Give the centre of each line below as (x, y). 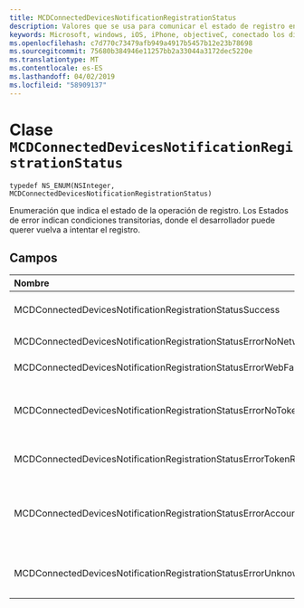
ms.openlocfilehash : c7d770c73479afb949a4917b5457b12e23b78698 (131, 43)
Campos (33, 257)
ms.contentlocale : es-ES (56, 69)
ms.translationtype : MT (54, 60)
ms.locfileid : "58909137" (58, 85)
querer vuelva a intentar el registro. (75, 229)
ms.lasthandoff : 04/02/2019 (62, 77)
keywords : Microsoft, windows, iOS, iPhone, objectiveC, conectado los (147, 34)
